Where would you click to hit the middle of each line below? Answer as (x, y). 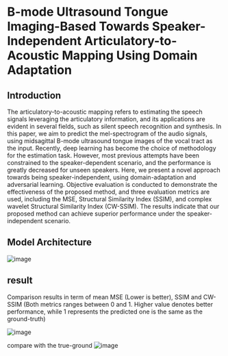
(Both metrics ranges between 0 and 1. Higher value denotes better (118, 304)
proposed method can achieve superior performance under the (97, 214)
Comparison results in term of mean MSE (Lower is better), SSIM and (104, 297)
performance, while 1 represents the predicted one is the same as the (105, 311)
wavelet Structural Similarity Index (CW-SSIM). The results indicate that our (113, 206)
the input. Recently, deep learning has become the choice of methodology (112, 148)
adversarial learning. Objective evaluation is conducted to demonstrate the (112, 185)
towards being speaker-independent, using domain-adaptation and (102, 177)
